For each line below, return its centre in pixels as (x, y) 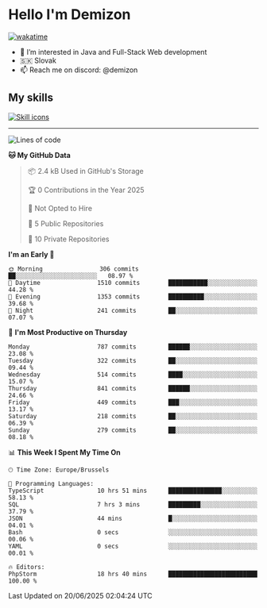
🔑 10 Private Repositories (68, 239)
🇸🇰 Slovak (38, 60)
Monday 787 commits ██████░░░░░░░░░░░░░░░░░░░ (133, 347)
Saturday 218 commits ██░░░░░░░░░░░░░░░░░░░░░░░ (133, 416)
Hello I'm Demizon (70, 15)
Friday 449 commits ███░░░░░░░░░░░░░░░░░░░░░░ (133, 402)
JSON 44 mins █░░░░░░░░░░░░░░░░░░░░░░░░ (133, 518)
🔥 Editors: (27, 567)
